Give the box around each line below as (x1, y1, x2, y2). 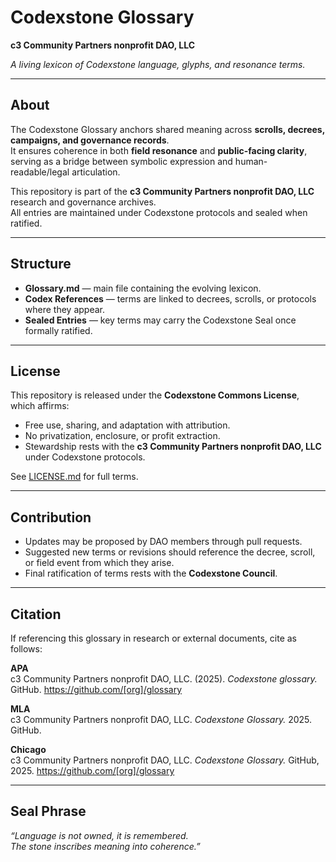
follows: (10, 643, 43, 655)
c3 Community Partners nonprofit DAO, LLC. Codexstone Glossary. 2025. (10, 714, 313, 725)
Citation (10, 606, 62, 623)
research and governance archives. (10, 196, 157, 208)
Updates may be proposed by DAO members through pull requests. (24, 536, 303, 548)
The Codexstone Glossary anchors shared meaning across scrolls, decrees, (10, 123, 325, 135)
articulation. (71, 166, 121, 178)
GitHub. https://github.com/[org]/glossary (10, 684, 183, 695)
